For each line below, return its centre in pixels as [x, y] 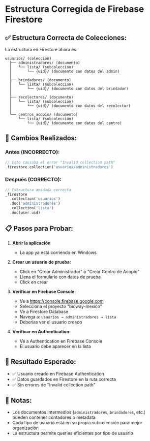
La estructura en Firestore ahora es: [41, 49]
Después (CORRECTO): [33, 180]
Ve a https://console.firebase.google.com [62, 301]
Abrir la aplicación [31, 243]
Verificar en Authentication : [41, 331]
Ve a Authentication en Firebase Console [61, 341]
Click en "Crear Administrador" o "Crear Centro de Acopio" [79, 271]
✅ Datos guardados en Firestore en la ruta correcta [64, 379]
